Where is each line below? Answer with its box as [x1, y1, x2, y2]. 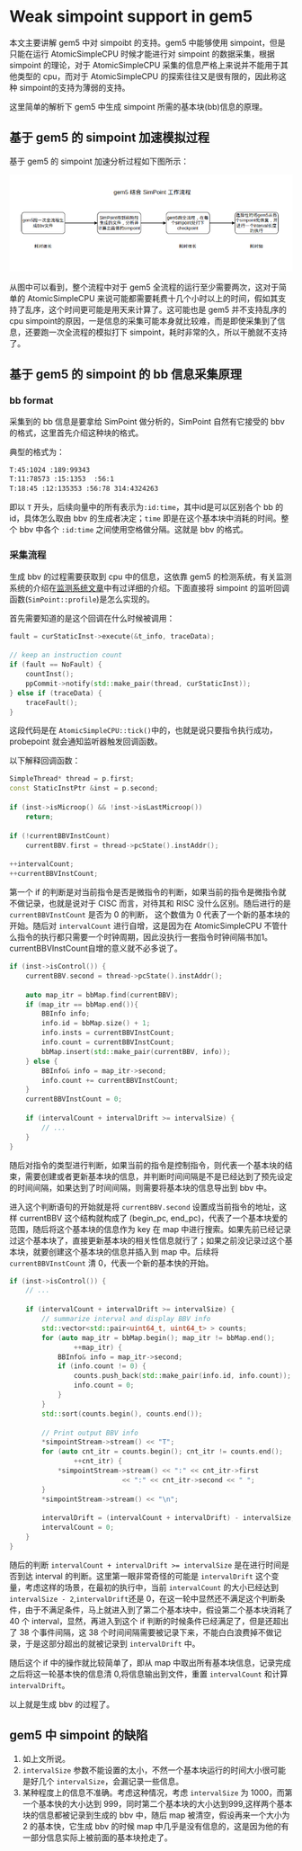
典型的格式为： [9, 446, 65, 457]
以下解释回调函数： [9, 756, 81, 766]
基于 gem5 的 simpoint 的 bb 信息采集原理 [9, 367, 243, 382]
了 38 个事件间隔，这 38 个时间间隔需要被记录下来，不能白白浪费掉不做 [9, 1626, 274, 1638]
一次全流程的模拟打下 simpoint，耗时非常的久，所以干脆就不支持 [48, 326, 288, 337]
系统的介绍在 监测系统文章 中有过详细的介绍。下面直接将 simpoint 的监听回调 [9, 582, 290, 593]
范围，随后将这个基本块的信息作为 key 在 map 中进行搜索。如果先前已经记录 [9, 1223, 292, 1234]
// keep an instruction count [9, 650, 123, 660]
